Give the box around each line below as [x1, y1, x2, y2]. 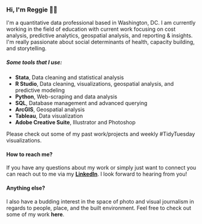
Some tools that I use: [6, 59, 62, 66]
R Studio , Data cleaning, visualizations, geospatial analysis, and [15, 80, 174, 88]
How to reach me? [6, 150, 53, 158]
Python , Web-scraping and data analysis [15, 93, 118, 100]
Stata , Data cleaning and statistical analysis [15, 74, 124, 81]
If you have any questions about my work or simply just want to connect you [6, 164, 197, 171]
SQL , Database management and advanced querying [15, 100, 148, 107]
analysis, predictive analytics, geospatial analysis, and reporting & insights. [6, 32, 193, 39]
